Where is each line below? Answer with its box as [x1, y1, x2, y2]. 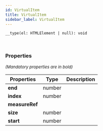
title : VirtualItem [5, 12, 47, 17]
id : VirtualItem [5, 7, 40, 13]
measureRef [8, 101, 38, 108]
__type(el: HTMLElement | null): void [5, 31, 87, 36]
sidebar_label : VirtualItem [5, 17, 65, 22]
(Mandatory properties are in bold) [5, 64, 73, 70]
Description [66, 76, 95, 83]
